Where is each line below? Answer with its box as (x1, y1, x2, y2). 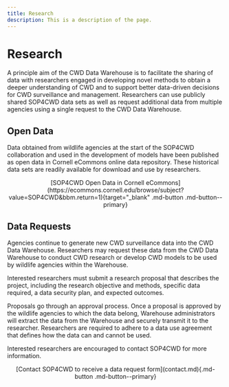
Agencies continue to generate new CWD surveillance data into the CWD (7, 239, 214, 247)
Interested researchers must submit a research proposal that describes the (7, 274, 219, 283)
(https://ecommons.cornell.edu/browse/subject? (47, 186, 184, 195)
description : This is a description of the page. (7, 16, 153, 23)
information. (7, 352, 42, 360)
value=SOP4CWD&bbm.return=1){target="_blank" (8, 193, 151, 201)
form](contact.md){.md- (146, 365, 215, 373)
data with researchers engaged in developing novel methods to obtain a (7, 76, 211, 85)
